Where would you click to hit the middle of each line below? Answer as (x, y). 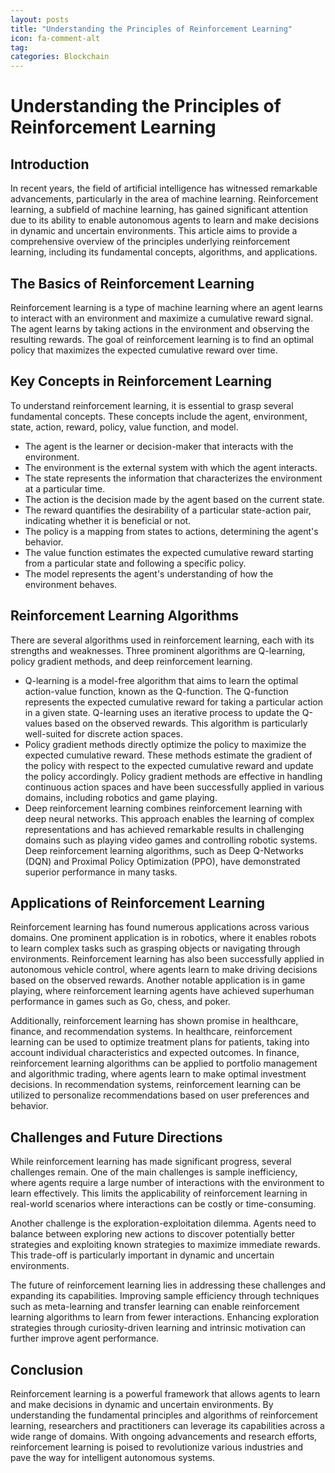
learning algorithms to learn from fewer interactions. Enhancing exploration (165, 1317)
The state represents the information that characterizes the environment (173, 478)
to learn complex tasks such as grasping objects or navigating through (155, 948)
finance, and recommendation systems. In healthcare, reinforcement (151, 1032)
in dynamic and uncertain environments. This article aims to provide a (154, 231)
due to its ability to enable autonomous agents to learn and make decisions (165, 220)
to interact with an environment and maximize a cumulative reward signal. (162, 318)
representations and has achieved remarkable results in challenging (164, 829)
